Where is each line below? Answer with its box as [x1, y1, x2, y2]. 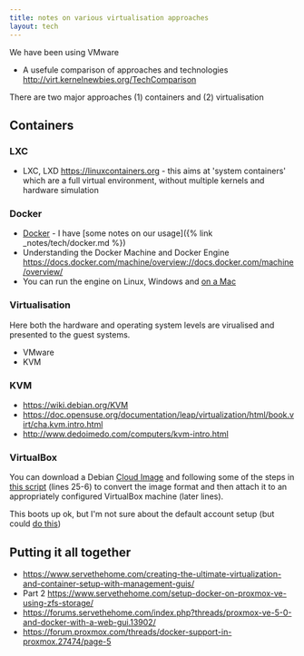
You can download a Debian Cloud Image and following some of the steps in [9, 472, 295, 483]
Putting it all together [9, 544, 132, 560]
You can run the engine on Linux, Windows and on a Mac [22, 276, 237, 287]
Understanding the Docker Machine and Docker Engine [22, 247, 230, 259]
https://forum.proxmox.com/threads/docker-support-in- [22, 627, 232, 638]
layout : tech [9, 22, 59, 31]
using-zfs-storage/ [22, 598, 93, 609]
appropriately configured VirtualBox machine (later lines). [9, 491, 224, 502]
